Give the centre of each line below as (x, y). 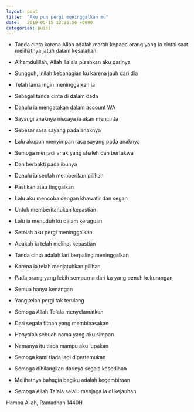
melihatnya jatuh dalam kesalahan (55, 51)
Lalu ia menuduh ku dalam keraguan (58, 221)
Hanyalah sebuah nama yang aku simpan (64, 335)
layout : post (22, 11)
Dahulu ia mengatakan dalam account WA (65, 108)
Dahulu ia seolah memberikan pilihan (59, 176)
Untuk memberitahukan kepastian (55, 210)
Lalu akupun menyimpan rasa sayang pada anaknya (77, 142)
